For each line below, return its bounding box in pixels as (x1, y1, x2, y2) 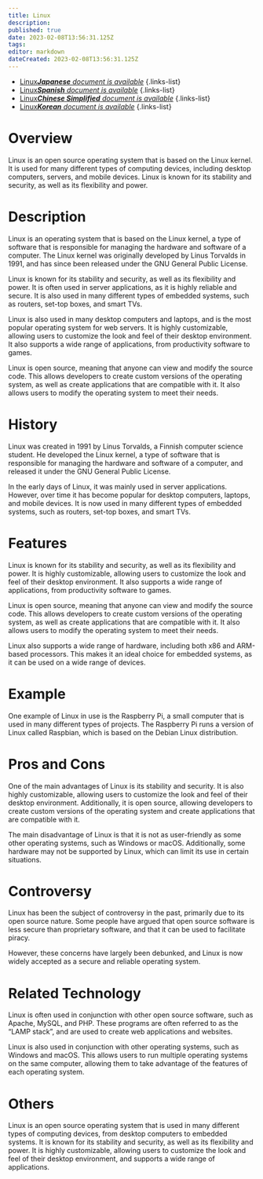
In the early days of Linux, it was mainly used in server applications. (8, 481, 228, 491)
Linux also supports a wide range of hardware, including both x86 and (8, 641, 236, 650)
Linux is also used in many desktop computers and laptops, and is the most (8, 314, 252, 324)
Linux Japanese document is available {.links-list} (19, 76, 181, 86)
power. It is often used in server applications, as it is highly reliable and (8, 282, 237, 291)
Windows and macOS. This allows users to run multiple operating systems (8, 1050, 249, 1060)
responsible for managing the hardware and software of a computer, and (8, 458, 243, 467)
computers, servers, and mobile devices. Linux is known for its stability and (8, 172, 252, 181)
